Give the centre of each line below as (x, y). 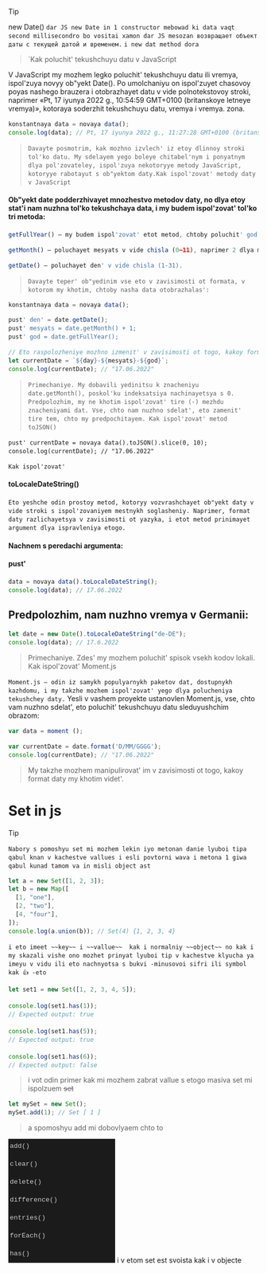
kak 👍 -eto (27, 972)
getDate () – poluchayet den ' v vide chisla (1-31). (95, 265)
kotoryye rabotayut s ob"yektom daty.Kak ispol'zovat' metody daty (141, 174)
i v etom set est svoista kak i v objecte (179, 1260)
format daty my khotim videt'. (76, 778)
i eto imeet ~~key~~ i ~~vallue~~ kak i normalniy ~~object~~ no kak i (131, 947)
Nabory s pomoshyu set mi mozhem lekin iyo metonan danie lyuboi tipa (128, 849)
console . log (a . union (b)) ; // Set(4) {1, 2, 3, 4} (92, 931)
